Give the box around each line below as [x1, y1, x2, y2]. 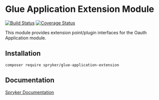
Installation [5, 49, 41, 58]
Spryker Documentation [5, 89, 54, 95]
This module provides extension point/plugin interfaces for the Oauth [5, 29, 147, 35]
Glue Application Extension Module [5, 3, 155, 15]
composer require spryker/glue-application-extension [5, 62, 120, 68]
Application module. [5, 35, 46, 41]
